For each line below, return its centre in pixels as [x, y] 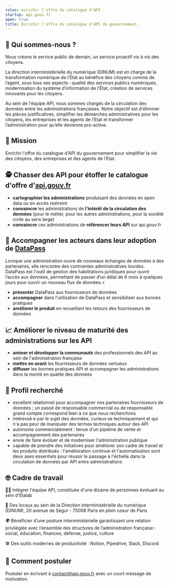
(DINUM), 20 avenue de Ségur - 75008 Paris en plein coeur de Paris [76, 510]
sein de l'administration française [47, 358]
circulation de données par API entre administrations [67, 462]
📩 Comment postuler [38, 561]
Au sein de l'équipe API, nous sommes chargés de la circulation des [76, 103]
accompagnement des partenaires [48, 435]
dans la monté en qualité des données [52, 374]
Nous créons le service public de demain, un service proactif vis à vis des [82, 57]
